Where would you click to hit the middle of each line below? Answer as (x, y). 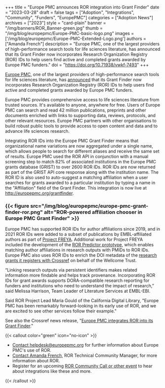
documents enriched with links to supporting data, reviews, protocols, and (81, 115)
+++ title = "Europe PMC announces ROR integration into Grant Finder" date (82, 7)
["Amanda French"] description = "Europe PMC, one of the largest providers (82, 44)
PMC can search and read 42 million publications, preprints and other (76, 110)
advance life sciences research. (37, 131)
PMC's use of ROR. (32, 350)
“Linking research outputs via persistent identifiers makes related (71, 270)
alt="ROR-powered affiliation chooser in (93, 212)
